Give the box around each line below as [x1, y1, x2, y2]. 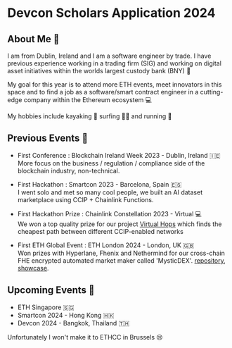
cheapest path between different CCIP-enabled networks [17, 227, 184, 235]
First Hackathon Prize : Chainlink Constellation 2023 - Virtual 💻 [17, 209, 202, 218]
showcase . [17, 263, 49, 272]
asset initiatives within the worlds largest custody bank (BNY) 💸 [7, 67, 191, 75]
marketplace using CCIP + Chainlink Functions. [17, 195, 154, 204]
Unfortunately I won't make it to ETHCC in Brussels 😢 [7, 333, 163, 341]
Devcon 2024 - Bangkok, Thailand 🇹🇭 [17, 318, 130, 327]
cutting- [200, 88, 224, 96]
